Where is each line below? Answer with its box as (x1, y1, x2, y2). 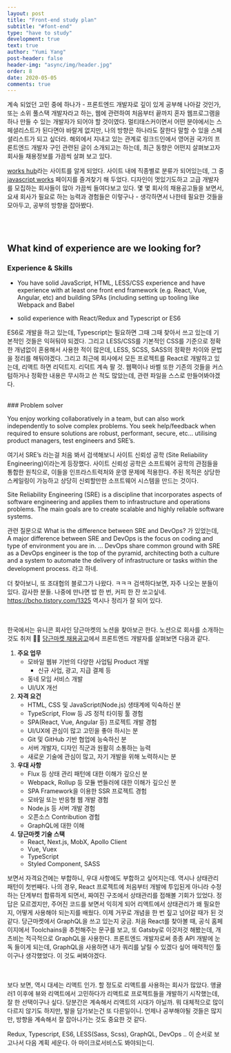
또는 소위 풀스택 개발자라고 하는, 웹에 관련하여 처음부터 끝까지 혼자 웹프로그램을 (7, 109, 221, 117)
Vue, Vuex (27, 845, 57, 853)
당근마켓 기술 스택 (17, 830, 66, 838)
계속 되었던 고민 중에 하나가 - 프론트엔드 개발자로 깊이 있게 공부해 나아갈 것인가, (7, 101, 221, 109)
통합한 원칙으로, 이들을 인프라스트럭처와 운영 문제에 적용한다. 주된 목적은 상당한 (7, 468, 221, 476)
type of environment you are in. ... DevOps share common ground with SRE (7, 541, 221, 550)
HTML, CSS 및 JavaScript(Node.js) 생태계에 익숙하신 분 (27, 701, 181, 709)
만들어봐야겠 (186, 371, 221, 379)
